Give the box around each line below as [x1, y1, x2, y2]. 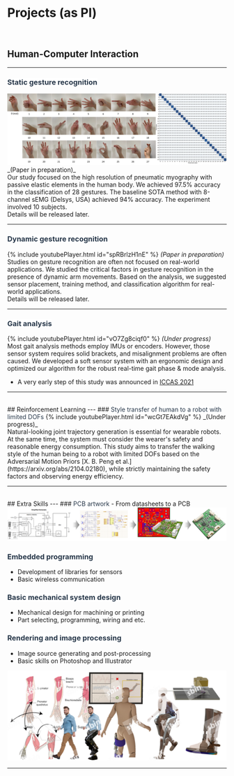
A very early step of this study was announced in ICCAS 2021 [17, 378, 194, 386]
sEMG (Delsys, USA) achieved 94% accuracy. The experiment [31, 196, 210, 204]
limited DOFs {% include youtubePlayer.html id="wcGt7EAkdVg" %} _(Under [7, 413, 226, 421]
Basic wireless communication [17, 575, 105, 584]
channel [7, 196, 31, 204]
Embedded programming [7, 552, 94, 562]
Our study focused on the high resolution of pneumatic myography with [7, 173, 212, 182]
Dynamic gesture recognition [7, 234, 108, 244]
